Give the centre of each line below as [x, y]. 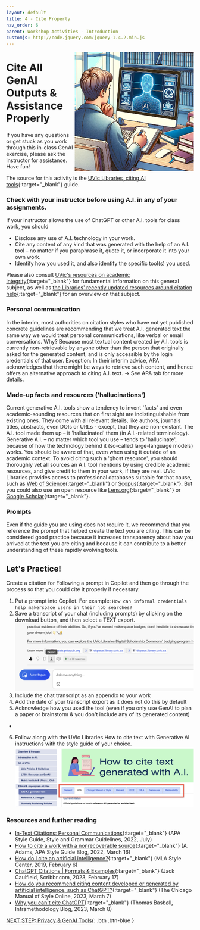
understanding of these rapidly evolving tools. [62, 550]
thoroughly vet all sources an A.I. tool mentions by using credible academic [98, 464]
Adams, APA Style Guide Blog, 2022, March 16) [73, 852]
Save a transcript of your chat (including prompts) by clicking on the [99, 614]
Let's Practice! [34, 569]
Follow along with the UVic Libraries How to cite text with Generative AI [102, 738]
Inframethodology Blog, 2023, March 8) [63, 909]
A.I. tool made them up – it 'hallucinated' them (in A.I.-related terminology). [98, 433]
